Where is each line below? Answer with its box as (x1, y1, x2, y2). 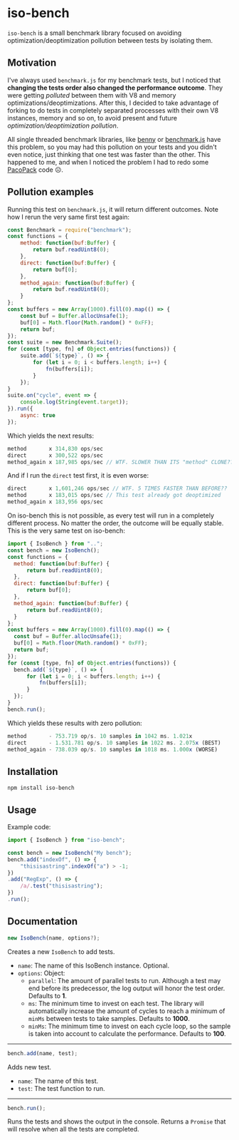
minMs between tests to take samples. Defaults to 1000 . (28, 1014, 191, 1022)
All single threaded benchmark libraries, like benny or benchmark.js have (7, 135, 221, 143)
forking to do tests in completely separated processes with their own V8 (7, 106, 219, 115)
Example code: (7, 823, 51, 831)
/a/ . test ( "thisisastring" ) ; (20, 883, 103, 890)
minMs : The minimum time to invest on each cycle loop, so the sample (28, 1022, 231, 1030)
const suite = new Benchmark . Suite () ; (7, 339, 122, 346)
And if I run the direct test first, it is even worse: (7, 471, 149, 480)
